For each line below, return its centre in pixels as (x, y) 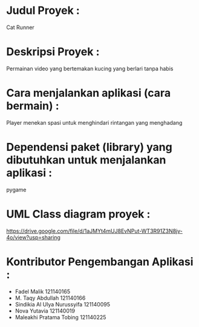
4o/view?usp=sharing (33, 237)
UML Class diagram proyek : (78, 214)
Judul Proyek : (43, 11)
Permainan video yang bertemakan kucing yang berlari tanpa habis (90, 68)
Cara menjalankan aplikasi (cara (89, 93)
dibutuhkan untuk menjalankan (86, 160)
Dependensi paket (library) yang (89, 147)
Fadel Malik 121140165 (43, 291)
